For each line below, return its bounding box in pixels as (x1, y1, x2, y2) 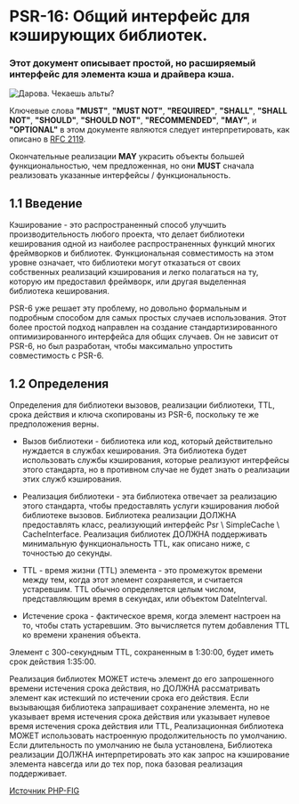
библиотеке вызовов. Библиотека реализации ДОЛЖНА (21, 510, 238, 521)
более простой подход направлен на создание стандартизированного (9, 322, 278, 333)
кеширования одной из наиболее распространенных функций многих (9, 239, 276, 249)
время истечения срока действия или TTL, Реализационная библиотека (9, 721, 285, 732)
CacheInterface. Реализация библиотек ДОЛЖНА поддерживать (21, 529, 268, 540)
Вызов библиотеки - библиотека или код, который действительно (21, 436, 273, 447)
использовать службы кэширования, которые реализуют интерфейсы (21, 455, 289, 466)
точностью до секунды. (21, 548, 113, 558)
